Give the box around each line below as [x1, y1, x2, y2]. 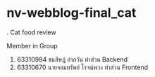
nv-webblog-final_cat [6, 5, 137, 21]
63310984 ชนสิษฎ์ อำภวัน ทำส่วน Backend [16, 55, 128, 64]
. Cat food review [6, 28, 57, 36]
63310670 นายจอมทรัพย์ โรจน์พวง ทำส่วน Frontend [16, 63, 149, 71]
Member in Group [6, 41, 58, 50]
